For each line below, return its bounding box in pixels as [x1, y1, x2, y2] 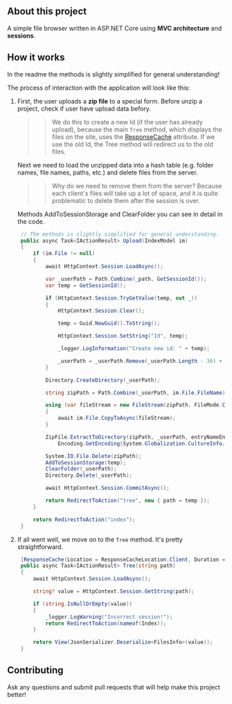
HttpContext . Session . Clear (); [57, 307, 145, 315]
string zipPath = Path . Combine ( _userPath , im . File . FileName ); [45, 389, 229, 396]
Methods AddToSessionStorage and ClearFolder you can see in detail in [17, 210, 223, 218]
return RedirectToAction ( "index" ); [33, 516, 136, 523]
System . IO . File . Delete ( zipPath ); [45, 452, 142, 459]
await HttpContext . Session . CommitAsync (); [45, 484, 170, 492]
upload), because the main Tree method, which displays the [51, 125, 223, 133]
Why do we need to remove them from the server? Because [51, 181, 222, 190]
